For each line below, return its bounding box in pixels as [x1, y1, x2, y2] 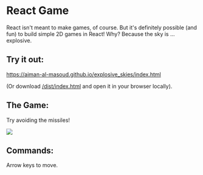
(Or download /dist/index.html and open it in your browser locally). [6, 82, 173, 90]
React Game [6, 4, 69, 18]
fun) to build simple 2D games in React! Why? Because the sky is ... [6, 30, 175, 37]
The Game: [6, 100, 49, 110]
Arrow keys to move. [6, 162, 58, 169]
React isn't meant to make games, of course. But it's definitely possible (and [6, 24, 198, 31]
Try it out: [6, 54, 44, 65]
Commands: [6, 145, 54, 155]
